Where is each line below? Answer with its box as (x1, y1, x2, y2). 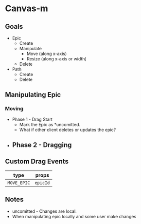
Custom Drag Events (5, 157, 69, 166)
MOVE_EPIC (7, 180, 30, 186)
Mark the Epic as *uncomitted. (19, 121, 81, 127)
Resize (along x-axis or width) (26, 56, 87, 61)
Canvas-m (5, 3, 49, 14)
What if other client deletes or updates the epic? (19, 127, 116, 132)
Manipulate (19, 46, 42, 51)
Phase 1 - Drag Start (12, 116, 53, 122)
